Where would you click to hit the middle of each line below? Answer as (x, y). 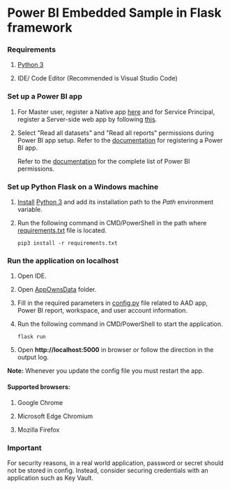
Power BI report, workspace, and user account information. (102, 311)
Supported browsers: (39, 387)
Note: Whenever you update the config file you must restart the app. (106, 371)
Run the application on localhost (63, 261)
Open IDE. (32, 276)
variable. (30, 210)
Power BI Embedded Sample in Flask (114, 13)
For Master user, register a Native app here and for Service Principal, (116, 112)
